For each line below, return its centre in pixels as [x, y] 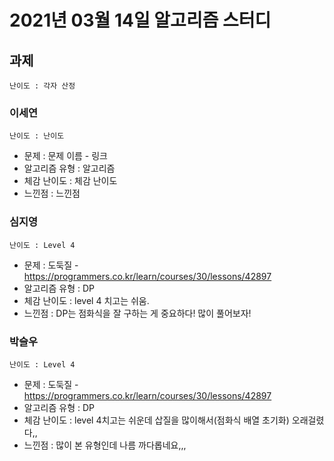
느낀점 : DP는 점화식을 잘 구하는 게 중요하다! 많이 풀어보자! [137, 313]
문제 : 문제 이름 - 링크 [65, 156]
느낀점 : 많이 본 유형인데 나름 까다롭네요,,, [105, 445]
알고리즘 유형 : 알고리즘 [69, 168]
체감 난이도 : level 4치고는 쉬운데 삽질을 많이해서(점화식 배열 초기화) [156, 420]
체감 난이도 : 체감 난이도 [70, 181]
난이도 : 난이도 [37, 136]
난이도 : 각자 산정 [42, 86]
